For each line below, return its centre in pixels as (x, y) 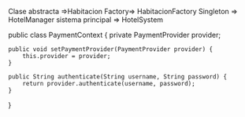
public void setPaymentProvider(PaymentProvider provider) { (111, 49)
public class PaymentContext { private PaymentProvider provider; (115, 35)
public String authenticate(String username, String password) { (117, 77)
